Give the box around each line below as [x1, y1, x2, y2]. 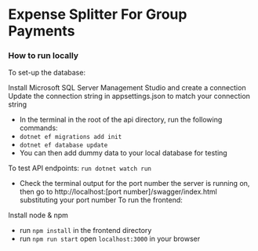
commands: [19, 123, 58, 133]
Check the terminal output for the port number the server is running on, [19, 179, 250, 188]
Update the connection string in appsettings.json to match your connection [8, 92, 251, 101]
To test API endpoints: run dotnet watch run [8, 163, 151, 173]
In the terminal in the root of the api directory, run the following [19, 115, 223, 125]
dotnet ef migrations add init [19, 133, 122, 141]
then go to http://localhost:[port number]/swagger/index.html [19, 187, 217, 197]
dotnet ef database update [19, 141, 108, 150]
